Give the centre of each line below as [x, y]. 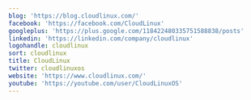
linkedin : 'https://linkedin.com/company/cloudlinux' [101, 38]
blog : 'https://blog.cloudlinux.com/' [74, 16]
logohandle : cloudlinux [49, 46]
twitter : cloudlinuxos [47, 69]
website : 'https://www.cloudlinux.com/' [78, 76]
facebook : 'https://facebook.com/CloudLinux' [86, 23]
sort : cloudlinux [38, 53]
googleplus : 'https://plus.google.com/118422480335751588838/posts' [126, 31]
